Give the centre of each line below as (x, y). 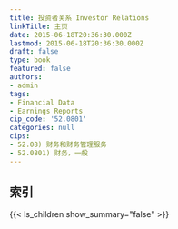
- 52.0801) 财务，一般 (49, 153)
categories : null (42, 128)
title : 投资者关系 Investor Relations (79, 18)
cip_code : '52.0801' (49, 119)
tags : (20, 94)
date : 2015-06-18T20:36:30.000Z (70, 35)
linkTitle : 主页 (39, 26)
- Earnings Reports (46, 111)
